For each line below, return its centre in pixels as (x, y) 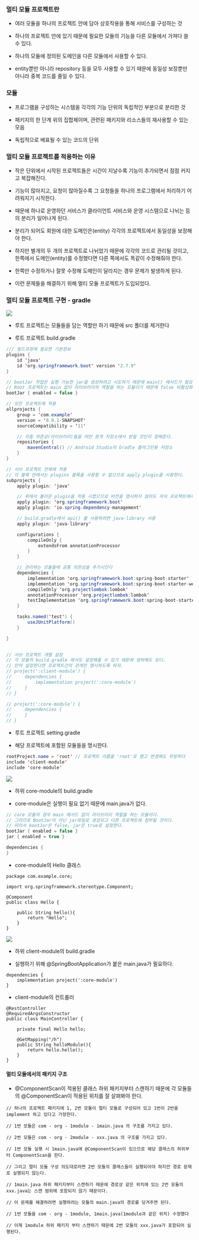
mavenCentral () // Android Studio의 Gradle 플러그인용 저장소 (100, 448)
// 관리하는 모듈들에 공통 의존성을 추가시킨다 (65, 567)
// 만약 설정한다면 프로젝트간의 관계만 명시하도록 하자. (65, 666)
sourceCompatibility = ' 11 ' (51, 426)
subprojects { (24, 480)
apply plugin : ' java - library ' (54, 524)
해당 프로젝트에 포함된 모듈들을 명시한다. (61, 746)
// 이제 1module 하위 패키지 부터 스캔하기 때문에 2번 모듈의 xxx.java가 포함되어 (95, 1226)
